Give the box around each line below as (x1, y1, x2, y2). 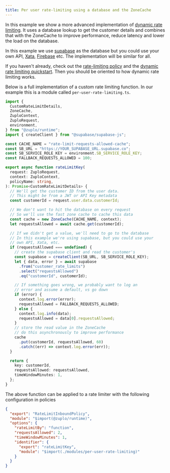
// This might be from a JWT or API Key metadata (10, 193, 117, 198)
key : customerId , (14, 363, 51, 368)
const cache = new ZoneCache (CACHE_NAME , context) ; (10, 216, 122, 222)
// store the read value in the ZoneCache (14, 325, 106, 331)
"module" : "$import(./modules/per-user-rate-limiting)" (18, 449, 140, 454)
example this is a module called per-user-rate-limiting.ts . (5, 89, 131, 95)
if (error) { (14, 292, 42, 297)
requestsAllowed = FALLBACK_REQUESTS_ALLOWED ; (18, 302, 120, 307)
